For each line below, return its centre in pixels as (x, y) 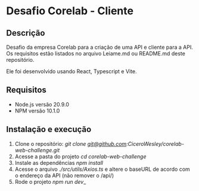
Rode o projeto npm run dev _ (50, 181)
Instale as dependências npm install (59, 162)
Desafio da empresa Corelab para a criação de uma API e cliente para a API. (100, 47)
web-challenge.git (37, 150)
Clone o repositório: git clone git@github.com (71, 143)
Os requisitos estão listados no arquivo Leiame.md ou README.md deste (96, 54)
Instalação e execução (49, 129)
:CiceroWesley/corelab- (155, 143)
